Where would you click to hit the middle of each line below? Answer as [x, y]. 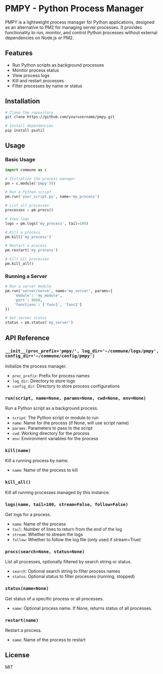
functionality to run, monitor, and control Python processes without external [81, 32]
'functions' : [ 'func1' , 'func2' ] [48, 304]
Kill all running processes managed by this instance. [58, 492]
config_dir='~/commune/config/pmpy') [50, 356]
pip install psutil [25, 130]
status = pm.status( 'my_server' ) [39, 323]
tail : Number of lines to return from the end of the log [67, 529]
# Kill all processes [27, 259]
